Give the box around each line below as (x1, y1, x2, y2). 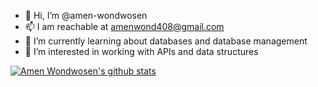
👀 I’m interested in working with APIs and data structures (24, 46, 259, 57)
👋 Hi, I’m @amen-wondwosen (24, 10, 148, 21)
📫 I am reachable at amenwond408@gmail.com (24, 21, 225, 32)
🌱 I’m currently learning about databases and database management (24, 35, 308, 47)
